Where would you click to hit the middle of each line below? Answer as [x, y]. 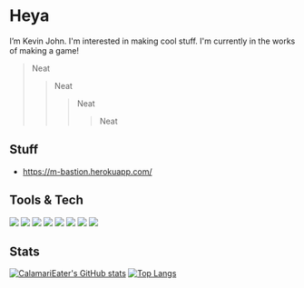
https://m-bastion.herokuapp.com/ [87, 171]
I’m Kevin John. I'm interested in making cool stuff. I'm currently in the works [152, 41]
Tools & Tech [46, 200]
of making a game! [44, 50]
